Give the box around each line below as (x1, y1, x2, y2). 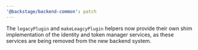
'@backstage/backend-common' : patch (6, 8, 97, 15)
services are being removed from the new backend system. (6, 37, 152, 44)
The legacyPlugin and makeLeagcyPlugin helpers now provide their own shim (6, 25, 193, 32)
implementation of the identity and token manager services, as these (6, 31, 174, 38)
